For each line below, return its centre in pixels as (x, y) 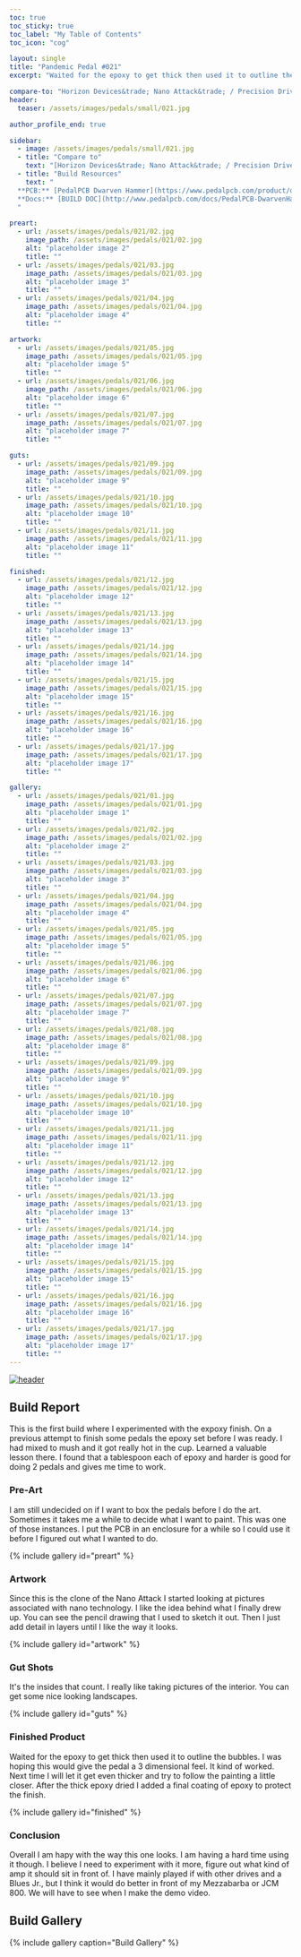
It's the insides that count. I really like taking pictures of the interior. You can (149, 1687)
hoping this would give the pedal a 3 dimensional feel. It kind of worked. (142, 1766)
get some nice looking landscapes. (73, 1696)
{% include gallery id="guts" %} (69, 1714)
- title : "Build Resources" (70, 174)
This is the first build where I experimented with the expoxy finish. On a (141, 1429)
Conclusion (35, 1835)
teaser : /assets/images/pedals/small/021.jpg (104, 108)
